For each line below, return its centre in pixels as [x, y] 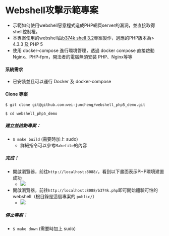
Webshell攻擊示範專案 [52, 10]
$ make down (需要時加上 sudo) [44, 229]
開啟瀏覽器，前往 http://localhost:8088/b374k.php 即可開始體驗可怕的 [85, 190]
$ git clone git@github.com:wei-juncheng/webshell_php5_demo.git [75, 105]
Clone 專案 [17, 94]
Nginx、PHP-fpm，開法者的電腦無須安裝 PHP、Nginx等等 [72, 56]
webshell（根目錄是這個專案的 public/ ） [55, 197]
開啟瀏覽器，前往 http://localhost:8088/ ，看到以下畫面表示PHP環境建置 [88, 171]
